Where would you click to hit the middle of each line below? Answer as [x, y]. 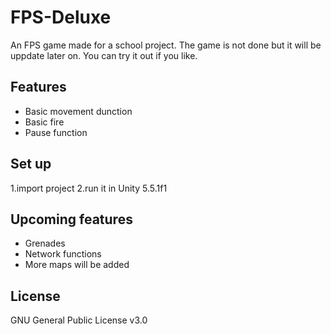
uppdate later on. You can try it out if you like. [104, 55]
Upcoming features [71, 219]
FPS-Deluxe [61, 17]
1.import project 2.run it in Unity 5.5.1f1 [89, 188]
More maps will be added [77, 265]
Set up [31, 164]
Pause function [56, 132]
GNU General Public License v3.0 [79, 320]
